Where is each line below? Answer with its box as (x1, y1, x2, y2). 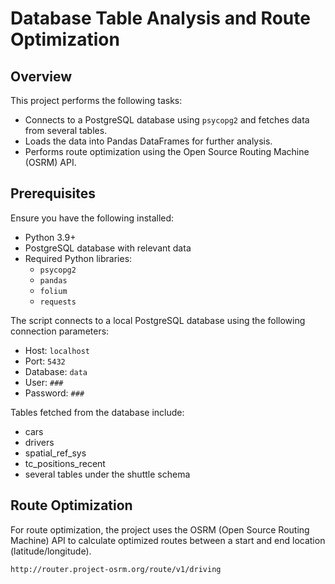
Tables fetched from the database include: (10, 406, 185, 418)
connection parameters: (10, 325, 110, 337)
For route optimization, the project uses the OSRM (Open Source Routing (10, 523, 310, 536)
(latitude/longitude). (10, 545, 92, 557)
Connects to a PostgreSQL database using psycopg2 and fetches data (24, 114, 310, 126)
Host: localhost (24, 344, 90, 356)
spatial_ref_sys (24, 447, 87, 459)
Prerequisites (10, 185, 96, 202)
